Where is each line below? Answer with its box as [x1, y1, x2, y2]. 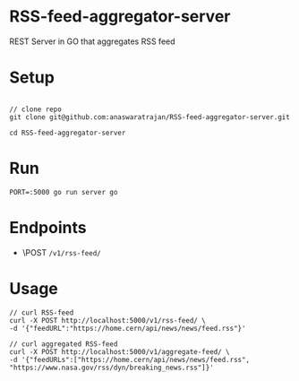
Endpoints [9, 218, 87, 238]
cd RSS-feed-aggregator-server [9, 128, 126, 137]
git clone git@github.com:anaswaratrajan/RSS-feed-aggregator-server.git [9, 112, 291, 122]
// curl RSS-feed [9, 307, 74, 317]
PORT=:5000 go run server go [9, 187, 118, 196]
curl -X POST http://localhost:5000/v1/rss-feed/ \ [9, 316, 206, 325]
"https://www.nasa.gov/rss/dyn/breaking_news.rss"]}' [9, 363, 215, 372]
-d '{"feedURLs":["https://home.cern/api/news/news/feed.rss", [9, 355, 251, 364]
